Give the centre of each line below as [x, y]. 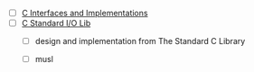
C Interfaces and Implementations [85, 13]
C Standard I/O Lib [56, 23]
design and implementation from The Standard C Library [140, 41]
